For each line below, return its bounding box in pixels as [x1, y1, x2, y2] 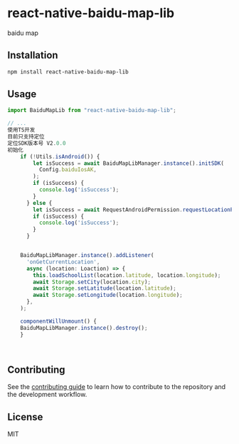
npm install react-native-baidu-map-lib [7, 68, 129, 76]
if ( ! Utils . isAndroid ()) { [20, 153, 100, 160]
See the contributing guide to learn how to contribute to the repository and [7, 383, 226, 391]
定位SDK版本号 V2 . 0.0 [7, 139, 66, 147]
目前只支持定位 [7, 133, 45, 141]
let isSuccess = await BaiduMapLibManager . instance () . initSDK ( [33, 159, 224, 167]
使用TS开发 [7, 126, 36, 133]
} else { [26, 199, 53, 206]
